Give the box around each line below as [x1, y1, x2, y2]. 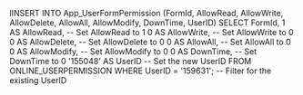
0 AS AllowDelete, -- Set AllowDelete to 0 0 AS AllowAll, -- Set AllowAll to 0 [9, 36, 291, 47]
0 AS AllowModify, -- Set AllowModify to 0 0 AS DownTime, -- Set [9, 46, 258, 57]
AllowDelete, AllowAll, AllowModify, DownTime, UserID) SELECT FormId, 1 [9, 17, 286, 28]
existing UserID [9, 75, 67, 85]
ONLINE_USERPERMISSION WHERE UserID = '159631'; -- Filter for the [9, 65, 272, 76]
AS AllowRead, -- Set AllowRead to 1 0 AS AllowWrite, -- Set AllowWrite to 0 [9, 27, 294, 37]
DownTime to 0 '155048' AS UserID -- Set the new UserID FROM [9, 56, 252, 66]
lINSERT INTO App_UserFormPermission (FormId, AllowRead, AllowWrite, [9, 8, 284, 18]
